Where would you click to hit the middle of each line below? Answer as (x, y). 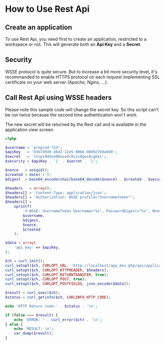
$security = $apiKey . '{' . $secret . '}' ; (51, 161)
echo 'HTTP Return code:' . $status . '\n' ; (51, 306)
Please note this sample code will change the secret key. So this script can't (82, 109)
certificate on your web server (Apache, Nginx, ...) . (56, 82)
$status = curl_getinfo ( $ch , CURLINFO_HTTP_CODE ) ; (58, 297)
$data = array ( (21, 243)
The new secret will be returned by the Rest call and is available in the (76, 124)
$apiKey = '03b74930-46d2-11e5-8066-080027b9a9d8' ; (61, 152)
